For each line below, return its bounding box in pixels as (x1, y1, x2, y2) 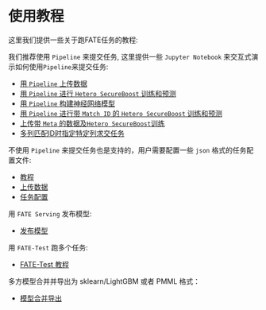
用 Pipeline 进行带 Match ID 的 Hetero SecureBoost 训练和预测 (19, 108, 222, 118)
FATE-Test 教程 (19, 259, 70, 269)
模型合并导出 (19, 293, 62, 303)
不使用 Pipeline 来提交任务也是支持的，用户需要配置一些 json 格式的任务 (8, 145, 247, 155)
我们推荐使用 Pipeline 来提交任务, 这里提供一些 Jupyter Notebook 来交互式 (8, 52, 252, 61)
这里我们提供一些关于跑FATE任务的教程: (8, 35, 138, 45)
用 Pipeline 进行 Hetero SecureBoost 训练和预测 (19, 88, 176, 98)
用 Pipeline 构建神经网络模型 (19, 99, 115, 108)
